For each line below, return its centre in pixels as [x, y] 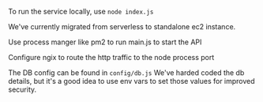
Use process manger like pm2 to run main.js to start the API [105, 42]
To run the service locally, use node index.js [81, 11]
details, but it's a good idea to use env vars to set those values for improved [131, 81]
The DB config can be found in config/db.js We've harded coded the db [126, 73]
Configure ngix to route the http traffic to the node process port [111, 57]
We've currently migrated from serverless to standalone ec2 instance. [122, 26]
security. [23, 89]
